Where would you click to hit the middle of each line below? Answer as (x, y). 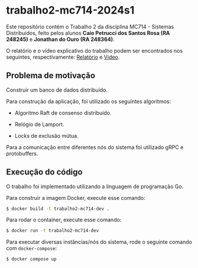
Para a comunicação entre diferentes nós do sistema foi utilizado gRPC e (95, 147)
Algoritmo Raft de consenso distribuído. (63, 112)
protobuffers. (22, 153)
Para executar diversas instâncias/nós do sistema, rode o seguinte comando (99, 242)
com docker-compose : (32, 248)
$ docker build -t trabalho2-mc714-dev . (58, 209)
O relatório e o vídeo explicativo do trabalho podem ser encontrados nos (95, 50)
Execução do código (44, 172)
